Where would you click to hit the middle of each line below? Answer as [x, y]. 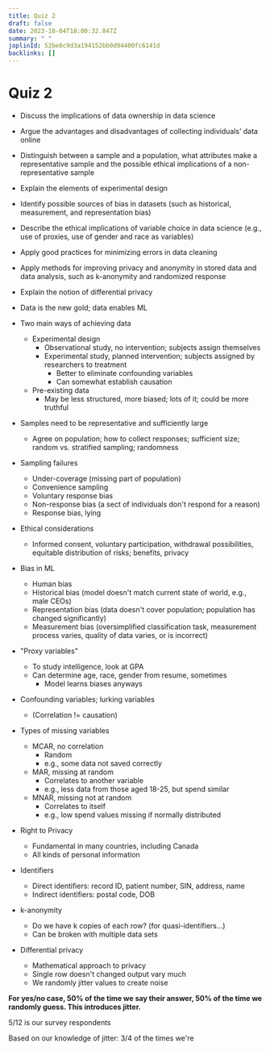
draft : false [30, 23]
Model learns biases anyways [93, 683]
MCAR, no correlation [68, 746]
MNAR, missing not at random [82, 797]
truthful [56, 407]
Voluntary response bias [73, 495]
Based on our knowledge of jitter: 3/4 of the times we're [102, 1038]
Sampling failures [49, 463]
